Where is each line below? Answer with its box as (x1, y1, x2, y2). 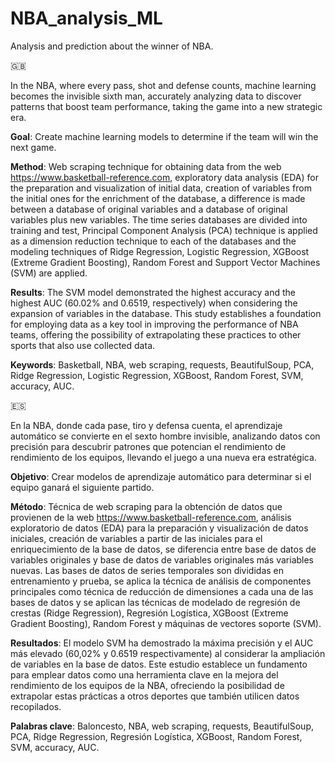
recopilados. (10, 700, 62, 712)
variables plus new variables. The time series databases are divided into (10, 213, 308, 226)
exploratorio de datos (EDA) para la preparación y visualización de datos (10, 522, 309, 534)
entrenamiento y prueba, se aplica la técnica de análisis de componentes (10, 575, 312, 587)
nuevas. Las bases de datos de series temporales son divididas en (10, 564, 285, 576)
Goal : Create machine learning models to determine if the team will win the (10, 130, 319, 142)
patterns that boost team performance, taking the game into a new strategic (10, 100, 323, 112)
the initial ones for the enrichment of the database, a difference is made (10, 192, 306, 204)
